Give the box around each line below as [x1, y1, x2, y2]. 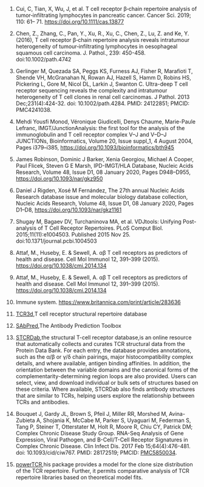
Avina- [168, 410, 186, 417]
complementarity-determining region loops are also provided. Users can [15, 373, 197, 379]
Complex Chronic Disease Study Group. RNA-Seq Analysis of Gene [15, 430, 184, 437]
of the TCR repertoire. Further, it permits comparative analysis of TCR [15, 468, 190, 474]
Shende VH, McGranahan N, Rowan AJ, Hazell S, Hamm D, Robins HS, [15, 74, 192, 81]
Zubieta [15, 416, 35, 424]
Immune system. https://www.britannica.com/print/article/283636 [15, 299, 181, 306]
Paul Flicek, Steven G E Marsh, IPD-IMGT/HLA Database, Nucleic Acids [15, 162, 194, 169]
